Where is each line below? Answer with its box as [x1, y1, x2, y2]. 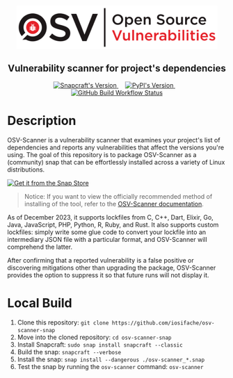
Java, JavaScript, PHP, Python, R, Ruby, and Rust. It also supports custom [7, 220, 219, 229]
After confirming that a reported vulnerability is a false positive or [7, 256, 194, 264]
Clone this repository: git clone [17, 318, 109, 327]
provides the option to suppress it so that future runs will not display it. [7, 270, 210, 279]
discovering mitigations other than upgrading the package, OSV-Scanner [7, 263, 216, 272]
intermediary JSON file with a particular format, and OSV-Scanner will [7, 235, 207, 243]
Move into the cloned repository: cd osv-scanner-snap [17, 333, 172, 341]
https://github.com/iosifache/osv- [111, 319, 215, 327]
